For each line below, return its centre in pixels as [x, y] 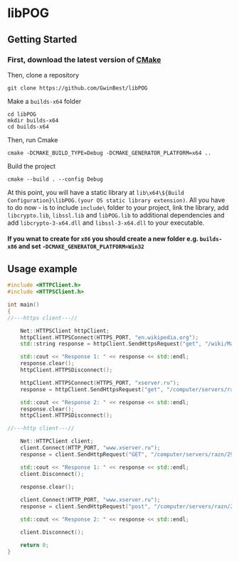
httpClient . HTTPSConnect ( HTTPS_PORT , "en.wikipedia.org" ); [110, 337]
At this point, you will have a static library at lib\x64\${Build [96, 192]
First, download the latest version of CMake [84, 60]
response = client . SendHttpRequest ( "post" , [86, 507]
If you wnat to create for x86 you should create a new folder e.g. [103, 239]
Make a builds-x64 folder [44, 101]
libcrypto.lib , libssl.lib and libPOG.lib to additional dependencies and [116, 215]
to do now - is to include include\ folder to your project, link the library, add [118, 207]
